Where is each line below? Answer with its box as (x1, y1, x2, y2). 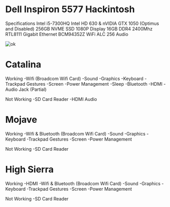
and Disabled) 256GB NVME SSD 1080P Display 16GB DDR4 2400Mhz (5, 25, 153, 31)
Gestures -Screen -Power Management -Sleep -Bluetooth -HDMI (26, 81, 163, 87)
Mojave (5, 114, 37, 125)
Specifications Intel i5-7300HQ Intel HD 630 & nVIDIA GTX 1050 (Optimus (5, 20, 159, 26)
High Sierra (5, 164, 54, 175)
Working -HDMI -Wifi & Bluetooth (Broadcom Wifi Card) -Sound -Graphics (5, 180, 161, 186)
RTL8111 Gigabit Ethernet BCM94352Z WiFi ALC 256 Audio (5, 31, 129, 37)
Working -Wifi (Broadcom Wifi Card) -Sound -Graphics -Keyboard (5, 75, 144, 82)
